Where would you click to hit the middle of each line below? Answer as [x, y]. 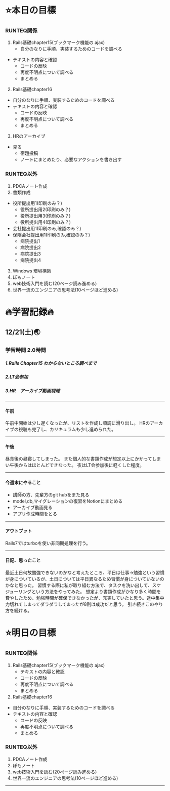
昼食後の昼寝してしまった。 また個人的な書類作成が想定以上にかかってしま [83, 459]
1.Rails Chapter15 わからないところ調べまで [51, 363]
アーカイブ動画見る [32, 507]
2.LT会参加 [17, 377]
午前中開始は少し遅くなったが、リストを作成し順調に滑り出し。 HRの [78, 423]
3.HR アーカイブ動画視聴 [33, 391]
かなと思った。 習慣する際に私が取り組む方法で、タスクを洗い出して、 [79, 586]
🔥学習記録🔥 [30, 312]
